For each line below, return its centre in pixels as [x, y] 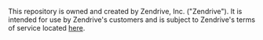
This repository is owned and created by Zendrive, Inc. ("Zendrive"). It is [125, 11]
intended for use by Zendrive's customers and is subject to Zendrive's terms [132, 20]
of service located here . [47, 28]
